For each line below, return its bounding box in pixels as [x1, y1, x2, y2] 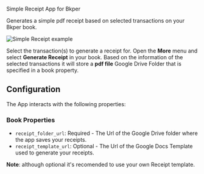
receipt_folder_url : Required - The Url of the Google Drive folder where [15, 129, 198, 137]
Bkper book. [6, 24, 37, 31]
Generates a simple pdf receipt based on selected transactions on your [6, 17, 185, 24]
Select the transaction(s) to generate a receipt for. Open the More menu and [6, 47, 198, 54]
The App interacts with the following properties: [6, 100, 126, 107]
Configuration [6, 84, 61, 95]
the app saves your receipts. [15, 136, 87, 143]
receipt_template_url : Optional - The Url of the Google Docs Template [15, 143, 193, 150]
